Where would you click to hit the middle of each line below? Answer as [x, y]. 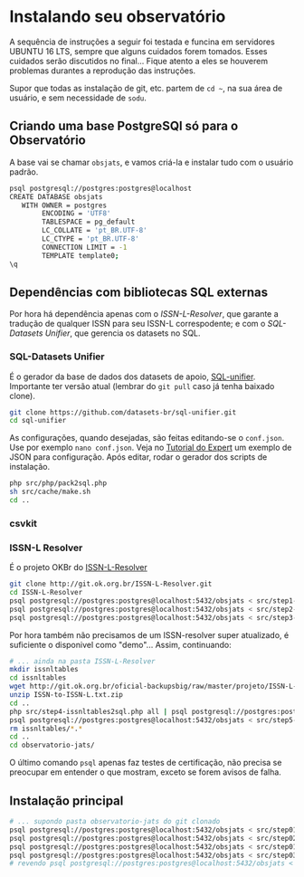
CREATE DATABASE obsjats [56, 196]
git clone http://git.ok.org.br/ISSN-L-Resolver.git [111, 584]
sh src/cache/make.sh [50, 492]
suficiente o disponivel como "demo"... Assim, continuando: [121, 644]
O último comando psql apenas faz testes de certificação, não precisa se [146, 763]
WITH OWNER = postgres [64, 205]
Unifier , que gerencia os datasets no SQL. [123, 333]
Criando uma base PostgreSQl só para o [124, 126]
